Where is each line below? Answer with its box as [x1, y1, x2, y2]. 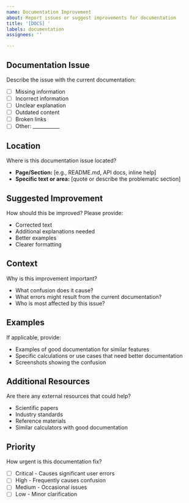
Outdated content [15, 108, 60, 116]
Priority [6, 442, 35, 452]
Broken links [15, 116, 47, 123]
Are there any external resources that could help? [6, 393, 132, 400]
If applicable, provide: [6, 333, 61, 341]
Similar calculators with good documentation [15, 424, 128, 431]
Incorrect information [15, 95, 69, 102]
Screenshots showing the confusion [15, 358, 106, 366]
